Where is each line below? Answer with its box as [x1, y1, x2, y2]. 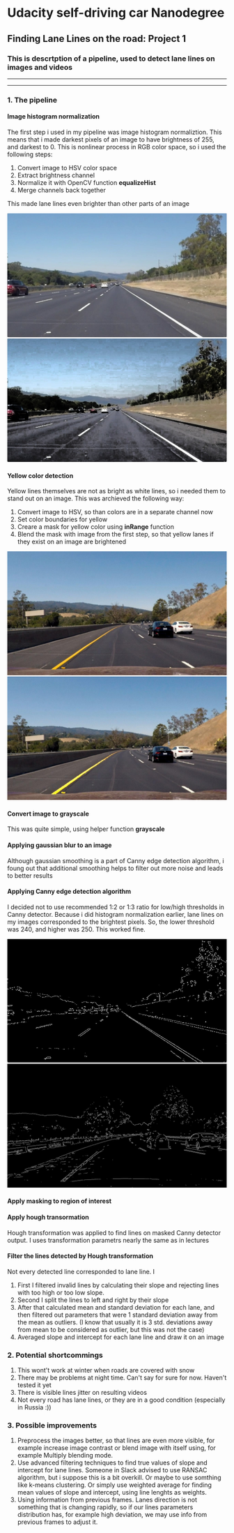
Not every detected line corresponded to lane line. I [7, 1267, 155, 1276]
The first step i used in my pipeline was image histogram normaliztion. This [7, 128, 222, 136]
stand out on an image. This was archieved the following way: [7, 494, 185, 503]
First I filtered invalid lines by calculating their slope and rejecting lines [17, 1280, 219, 1289]
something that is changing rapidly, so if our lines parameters [17, 1503, 194, 1511]
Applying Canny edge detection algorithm [7, 888, 132, 896]
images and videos [7, 62, 73, 72]
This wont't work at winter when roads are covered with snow [17, 1366, 195, 1375]
